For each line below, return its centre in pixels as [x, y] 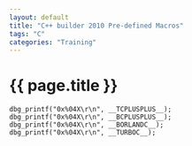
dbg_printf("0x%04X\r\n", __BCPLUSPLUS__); [91, 117]
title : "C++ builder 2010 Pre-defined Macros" [96, 26]
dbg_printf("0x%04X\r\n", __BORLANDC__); [87, 125]
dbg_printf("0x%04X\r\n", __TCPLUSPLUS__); [91, 110]
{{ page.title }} [64, 86]
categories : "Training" [53, 42]
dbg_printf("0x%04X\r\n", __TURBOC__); [83, 133]
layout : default [39, 17]
